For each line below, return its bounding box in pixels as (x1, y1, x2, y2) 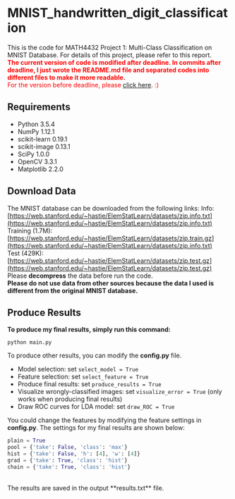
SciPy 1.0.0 (17, 149, 50, 158)
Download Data (7, 185, 76, 197)
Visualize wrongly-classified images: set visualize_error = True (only (17, 388, 222, 396)
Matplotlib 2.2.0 (17, 164, 64, 173)
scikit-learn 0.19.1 (17, 135, 68, 143)
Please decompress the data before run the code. (7, 271, 153, 280)
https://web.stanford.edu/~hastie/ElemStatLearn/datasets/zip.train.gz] (9, 234, 215, 242)
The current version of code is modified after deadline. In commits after (7, 58, 221, 66)
